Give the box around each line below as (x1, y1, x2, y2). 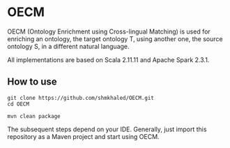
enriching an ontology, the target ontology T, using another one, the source (7, 34, 223, 43)
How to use (7, 76, 57, 88)
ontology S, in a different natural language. (7, 42, 130, 50)
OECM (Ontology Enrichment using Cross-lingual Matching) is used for (7, 27, 210, 36)
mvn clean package (7, 112, 61, 119)
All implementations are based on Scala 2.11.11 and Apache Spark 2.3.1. (7, 55, 210, 64)
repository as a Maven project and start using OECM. (7, 132, 160, 140)
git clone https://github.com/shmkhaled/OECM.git (7, 94, 155, 101)
